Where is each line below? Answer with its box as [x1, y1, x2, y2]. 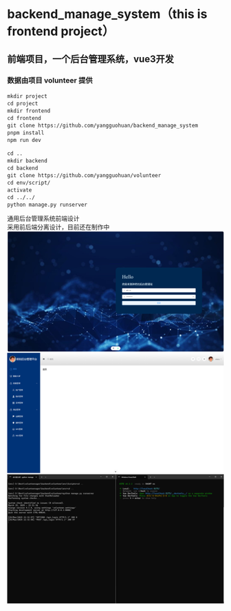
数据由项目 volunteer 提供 [7, 75, 93, 85]
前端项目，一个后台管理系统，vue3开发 [7, 53, 174, 65]
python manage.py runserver [7, 201, 88, 208]
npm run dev [7, 136, 41, 143]
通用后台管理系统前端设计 [7, 214, 80, 222]
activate [7, 187, 32, 194]
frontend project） [7, 23, 115, 39]
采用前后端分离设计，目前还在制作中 [7, 222, 110, 231]
